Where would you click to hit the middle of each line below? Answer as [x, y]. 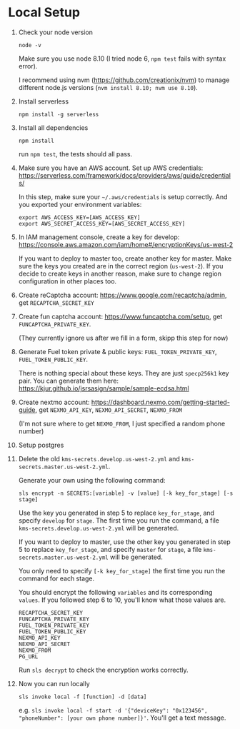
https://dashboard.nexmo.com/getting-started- [161, 402]
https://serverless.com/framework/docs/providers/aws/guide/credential [125, 175]
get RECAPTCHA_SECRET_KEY [56, 302]
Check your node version [56, 32]
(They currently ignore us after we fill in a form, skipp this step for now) [123, 338]
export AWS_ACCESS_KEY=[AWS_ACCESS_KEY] [79, 217]
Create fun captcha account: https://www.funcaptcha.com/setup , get [120, 316]
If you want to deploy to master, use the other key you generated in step [124, 542]
